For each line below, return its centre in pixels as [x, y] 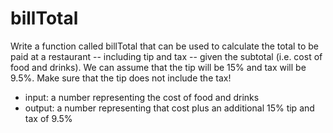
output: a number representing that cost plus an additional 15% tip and [169, 108]
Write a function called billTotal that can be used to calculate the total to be [164, 46]
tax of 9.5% [48, 118]
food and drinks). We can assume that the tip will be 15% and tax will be [158, 67]
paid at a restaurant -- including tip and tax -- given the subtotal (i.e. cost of [166, 56]
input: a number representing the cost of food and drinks [142, 97]
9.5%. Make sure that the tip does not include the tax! [121, 78]
